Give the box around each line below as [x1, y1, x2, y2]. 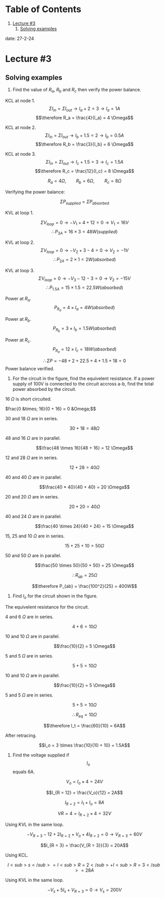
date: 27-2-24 [5, 35, 34, 41]
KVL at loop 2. [5, 239, 35, 245]
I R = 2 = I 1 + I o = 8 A [64, 800, 105, 807]
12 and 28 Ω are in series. [5, 455, 58, 461]
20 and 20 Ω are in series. [5, 494, 59, 500]
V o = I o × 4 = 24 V [66, 779, 103, 786]
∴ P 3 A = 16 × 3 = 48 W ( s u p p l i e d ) [51, 228, 118, 236]
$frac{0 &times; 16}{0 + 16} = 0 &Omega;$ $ [5, 406, 97, 412]
